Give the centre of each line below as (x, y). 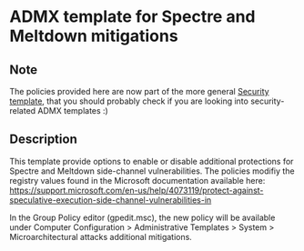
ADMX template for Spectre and (133, 17)
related (23, 110)
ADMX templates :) (73, 110)
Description (43, 140)
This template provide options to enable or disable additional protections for (152, 161)
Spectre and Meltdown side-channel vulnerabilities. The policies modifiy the (152, 171)
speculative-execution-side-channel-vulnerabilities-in (111, 200)
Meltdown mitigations (94, 36)
